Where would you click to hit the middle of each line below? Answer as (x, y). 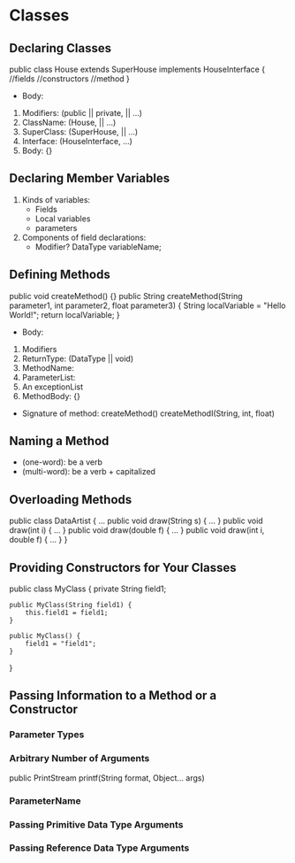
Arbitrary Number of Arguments (79, 759)
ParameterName (45, 800)
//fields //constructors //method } (70, 79)
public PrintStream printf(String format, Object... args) (107, 778)
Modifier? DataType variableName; (98, 247)
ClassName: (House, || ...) (69, 122)
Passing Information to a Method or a (113, 696)
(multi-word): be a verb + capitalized (89, 472)
